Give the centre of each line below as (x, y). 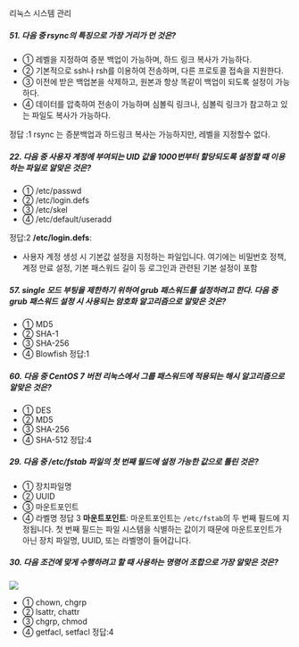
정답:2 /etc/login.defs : (50, 237)
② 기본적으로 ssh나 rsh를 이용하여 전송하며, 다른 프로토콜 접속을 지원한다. (153, 71)
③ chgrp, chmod (54, 621)
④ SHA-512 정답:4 (57, 440)
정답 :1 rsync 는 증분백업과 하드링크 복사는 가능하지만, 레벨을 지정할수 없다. (140, 134)
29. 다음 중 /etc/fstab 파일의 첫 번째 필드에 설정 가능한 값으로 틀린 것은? (134, 462)
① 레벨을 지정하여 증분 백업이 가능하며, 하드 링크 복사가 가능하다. (137, 59)
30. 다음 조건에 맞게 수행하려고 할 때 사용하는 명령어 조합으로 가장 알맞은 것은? (144, 562)
